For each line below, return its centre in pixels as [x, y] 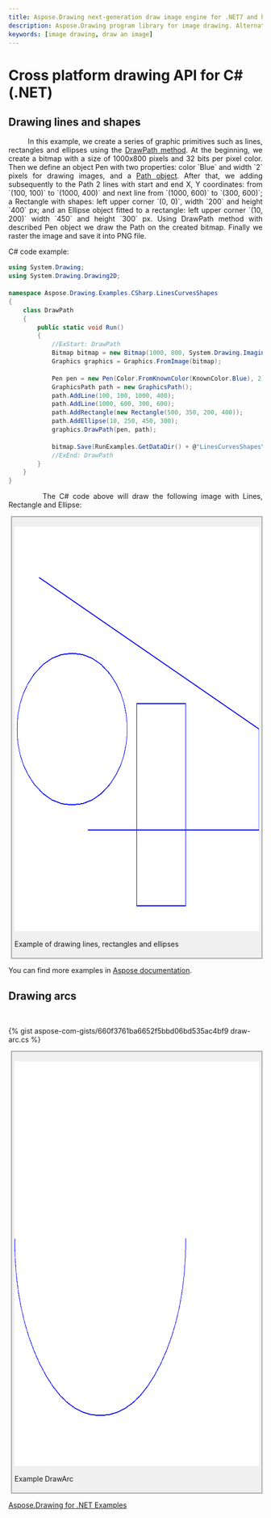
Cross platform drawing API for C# [126, 75]
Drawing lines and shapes [75, 122]
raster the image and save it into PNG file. [77, 236]
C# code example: [39, 252]
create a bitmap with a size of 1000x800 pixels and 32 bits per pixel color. [135, 159]
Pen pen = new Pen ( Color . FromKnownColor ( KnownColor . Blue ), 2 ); [160, 378]
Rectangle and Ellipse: [45, 505]
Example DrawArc [44, 1478]
